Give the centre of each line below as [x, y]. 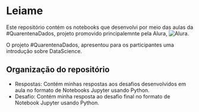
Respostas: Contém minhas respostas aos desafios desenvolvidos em [100, 84]
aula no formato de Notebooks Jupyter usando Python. [82, 90]
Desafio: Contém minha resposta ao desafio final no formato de [92, 96]
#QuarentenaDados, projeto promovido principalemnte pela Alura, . [98, 33]
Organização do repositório [58, 70]
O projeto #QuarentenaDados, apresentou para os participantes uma [90, 45]
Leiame [25, 11]
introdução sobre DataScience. [44, 51]
